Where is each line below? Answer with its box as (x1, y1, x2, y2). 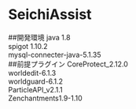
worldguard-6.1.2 (8, 77, 64, 86)
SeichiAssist (8, 6, 92, 24)
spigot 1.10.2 (8, 41, 49, 51)
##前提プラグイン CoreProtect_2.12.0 (8, 59, 128, 69)
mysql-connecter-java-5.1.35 (8, 50, 101, 59)
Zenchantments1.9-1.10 (8, 93, 83, 103)
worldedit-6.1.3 (8, 68, 57, 77)
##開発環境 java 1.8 (8, 32, 71, 42)
